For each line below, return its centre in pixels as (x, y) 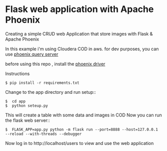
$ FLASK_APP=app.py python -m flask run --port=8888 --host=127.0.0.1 (81, 129)
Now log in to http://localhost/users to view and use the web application (79, 143)
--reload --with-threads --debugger (43, 134)
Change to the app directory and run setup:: (51, 92)
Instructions (18, 73)
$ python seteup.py (27, 106)
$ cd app (16, 101)
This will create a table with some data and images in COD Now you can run (83, 115)
